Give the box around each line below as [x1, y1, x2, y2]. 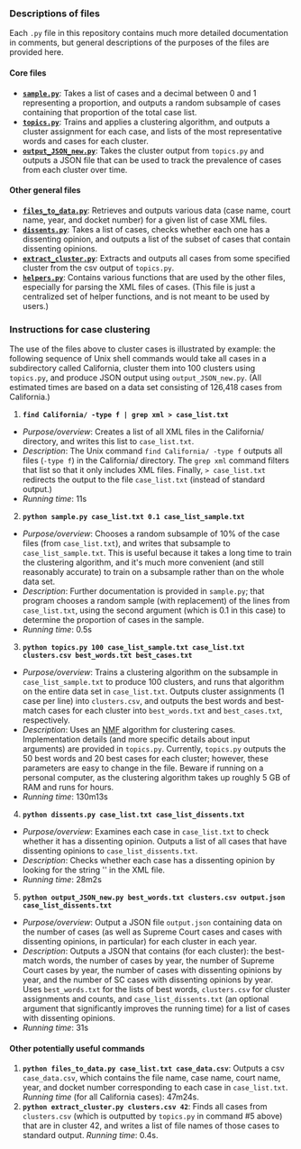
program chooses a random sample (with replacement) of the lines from [22, 596, 290, 606]
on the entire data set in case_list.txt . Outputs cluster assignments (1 [22, 686, 285, 697]
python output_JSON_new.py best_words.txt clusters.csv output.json [22, 893, 286, 902]
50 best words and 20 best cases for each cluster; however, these [22, 753, 269, 763]
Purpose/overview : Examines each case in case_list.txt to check [22, 826, 269, 836]
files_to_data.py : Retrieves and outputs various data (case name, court [22, 205, 291, 215]
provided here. [9, 47, 64, 58]
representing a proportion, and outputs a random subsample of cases [22, 97, 281, 108]
